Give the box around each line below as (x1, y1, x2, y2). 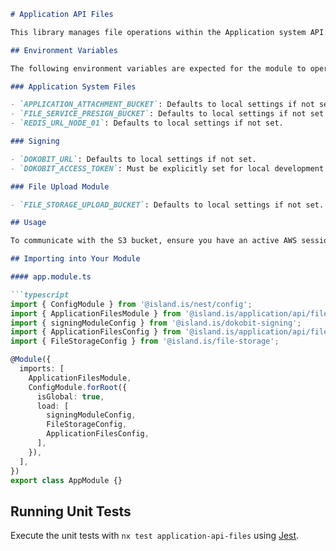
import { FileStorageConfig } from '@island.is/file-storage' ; (10, 336, 280, 347)
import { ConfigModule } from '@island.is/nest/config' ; (10, 299, 253, 309)
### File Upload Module (10, 181, 110, 192)
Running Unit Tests (10, 503, 132, 520)
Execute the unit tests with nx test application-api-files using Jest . (10, 530, 300, 542)
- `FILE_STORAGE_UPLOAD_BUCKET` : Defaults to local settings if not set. (10, 200, 325, 210)
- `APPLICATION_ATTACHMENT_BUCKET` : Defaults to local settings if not (10, 100, 315, 110)
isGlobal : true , (36, 391, 105, 402)
